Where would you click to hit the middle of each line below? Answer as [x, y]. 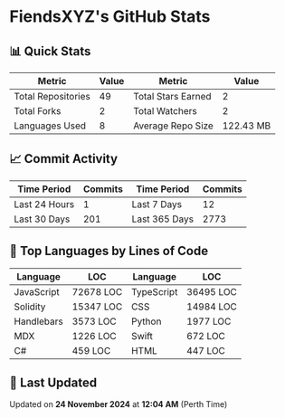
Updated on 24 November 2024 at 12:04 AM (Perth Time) [119, 404]
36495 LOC [212, 291]
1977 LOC [209, 321]
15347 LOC [97, 307]
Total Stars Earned [172, 96]
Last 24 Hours [44, 204]
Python [146, 321]
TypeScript [154, 291]
